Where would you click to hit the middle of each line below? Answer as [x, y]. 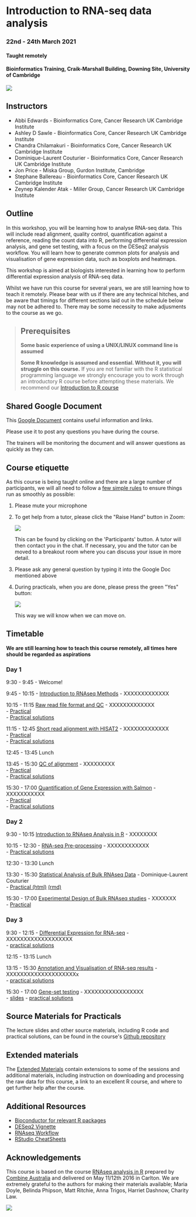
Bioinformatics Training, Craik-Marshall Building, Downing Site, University [98, 69]
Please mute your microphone [51, 505]
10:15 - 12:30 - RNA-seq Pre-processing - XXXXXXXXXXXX [78, 846]
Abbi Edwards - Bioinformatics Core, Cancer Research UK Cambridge [99, 120]
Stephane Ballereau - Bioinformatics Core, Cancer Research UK [91, 176]
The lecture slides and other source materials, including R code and [87, 1031]
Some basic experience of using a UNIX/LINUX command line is [99, 345]
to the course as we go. [35, 312]
